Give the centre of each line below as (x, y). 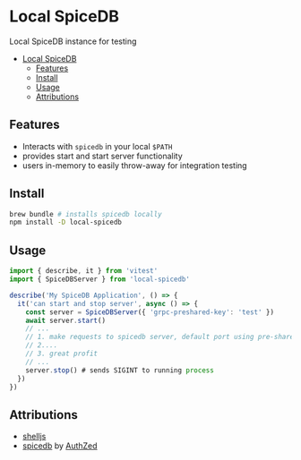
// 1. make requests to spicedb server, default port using (140, 337)
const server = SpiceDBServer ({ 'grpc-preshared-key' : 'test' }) (150, 312)
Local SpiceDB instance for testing (73, 41)
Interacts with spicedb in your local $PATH (97, 146)
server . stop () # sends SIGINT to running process (120, 370)
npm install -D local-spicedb (66, 222)
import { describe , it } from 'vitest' (84, 271)
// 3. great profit (62, 354)
